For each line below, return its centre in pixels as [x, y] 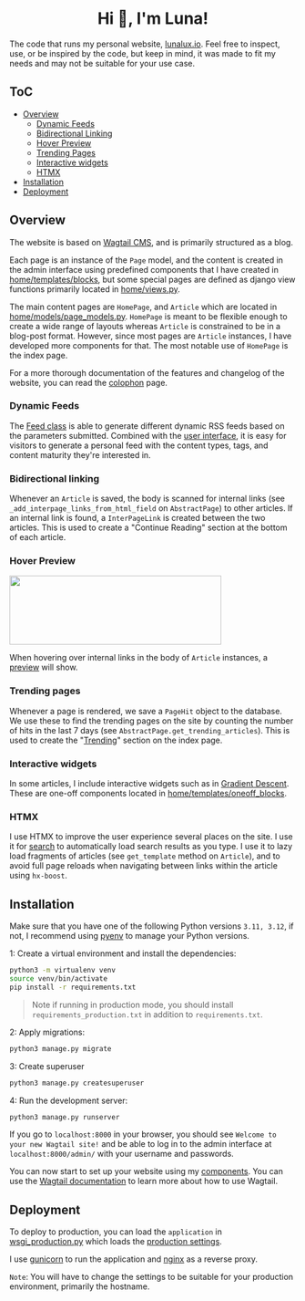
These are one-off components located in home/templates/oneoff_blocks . [148, 794]
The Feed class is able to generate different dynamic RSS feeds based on [147, 426]
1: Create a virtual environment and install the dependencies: [123, 953]
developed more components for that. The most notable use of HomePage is [149, 345]
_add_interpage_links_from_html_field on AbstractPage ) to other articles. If [151, 508]
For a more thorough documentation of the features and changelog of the [147, 372]
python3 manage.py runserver [65, 1117]
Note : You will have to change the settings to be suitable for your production [152, 1277]
